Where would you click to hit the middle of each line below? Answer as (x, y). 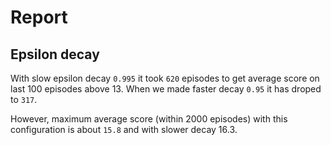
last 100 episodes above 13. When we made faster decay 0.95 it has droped (166, 89)
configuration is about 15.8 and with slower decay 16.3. (124, 129)
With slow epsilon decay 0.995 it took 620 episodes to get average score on (165, 78)
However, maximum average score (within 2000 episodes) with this (149, 119)
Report (39, 17)
